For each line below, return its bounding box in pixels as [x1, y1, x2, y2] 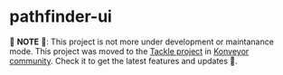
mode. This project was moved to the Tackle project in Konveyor [9, 45, 250, 56]
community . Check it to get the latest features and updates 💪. [9, 55, 238, 66]
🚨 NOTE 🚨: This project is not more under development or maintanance [9, 36, 274, 47]
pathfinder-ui [9, 6, 113, 27]
